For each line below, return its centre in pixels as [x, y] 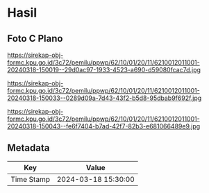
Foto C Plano [35, 39]
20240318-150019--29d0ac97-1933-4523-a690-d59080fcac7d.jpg [104, 70]
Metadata [28, 148]
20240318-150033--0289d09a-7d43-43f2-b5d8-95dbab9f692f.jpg [104, 98]
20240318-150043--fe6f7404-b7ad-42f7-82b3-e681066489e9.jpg [104, 126]
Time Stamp [31, 179]
